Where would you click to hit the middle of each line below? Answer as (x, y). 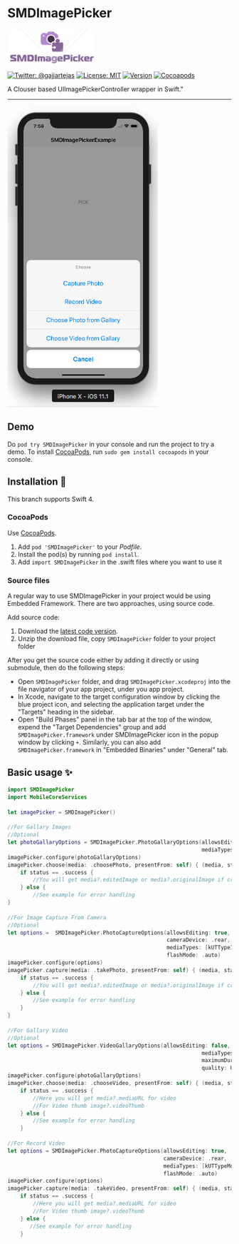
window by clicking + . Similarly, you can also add (89, 742)
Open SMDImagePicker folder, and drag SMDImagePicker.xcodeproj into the (124, 682)
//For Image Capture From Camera (57, 917)
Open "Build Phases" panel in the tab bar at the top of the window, (115, 719)
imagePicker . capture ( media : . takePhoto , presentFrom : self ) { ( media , (114, 970)
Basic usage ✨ (40, 772)
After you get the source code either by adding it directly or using (103, 660)
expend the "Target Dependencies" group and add (92, 727)
